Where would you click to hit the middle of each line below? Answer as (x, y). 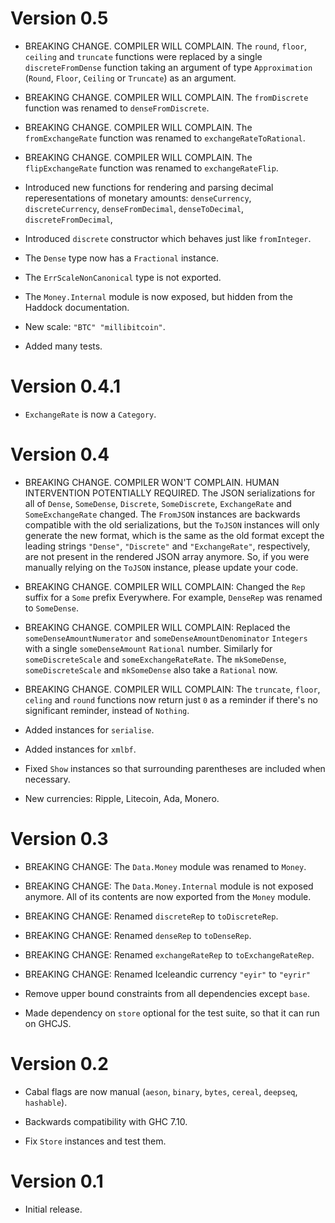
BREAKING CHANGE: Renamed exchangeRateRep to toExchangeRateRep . (169, 954)
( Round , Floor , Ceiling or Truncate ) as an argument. (130, 78)
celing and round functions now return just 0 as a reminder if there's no (171, 699)
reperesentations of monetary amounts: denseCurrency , (138, 198)
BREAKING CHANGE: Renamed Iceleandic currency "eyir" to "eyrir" (168, 974)
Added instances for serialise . (89, 729)
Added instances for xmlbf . (80, 749)
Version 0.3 (59, 839)
